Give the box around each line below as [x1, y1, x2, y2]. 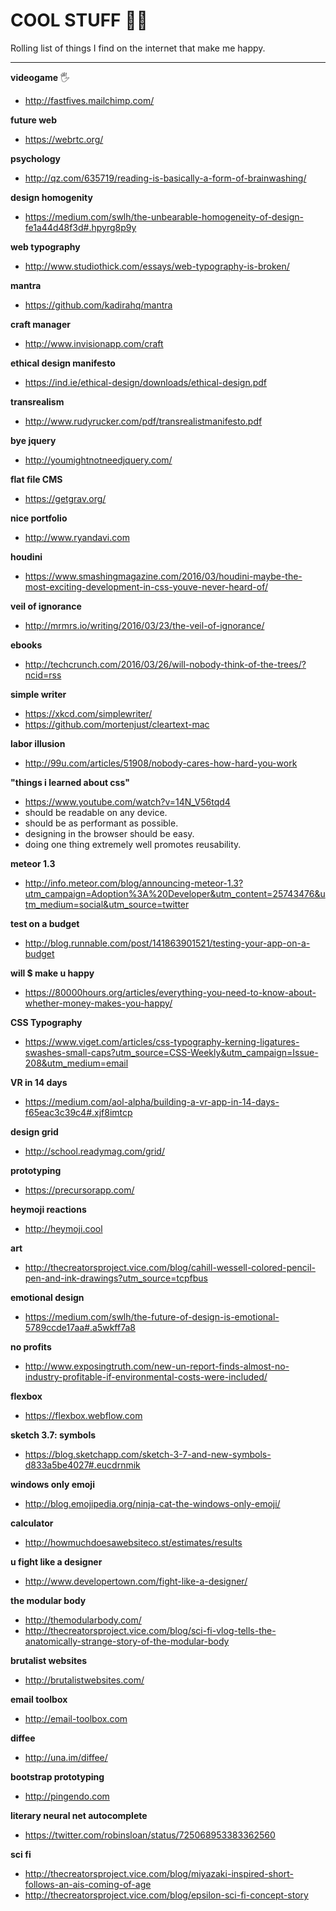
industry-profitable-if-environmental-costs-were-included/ [24, 1370, 268, 1383]
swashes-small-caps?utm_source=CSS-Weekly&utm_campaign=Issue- [24, 1046, 319, 1058]
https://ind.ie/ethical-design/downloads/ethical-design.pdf [24, 376, 268, 388]
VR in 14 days [10, 1076, 68, 1088]
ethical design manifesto [10, 357, 116, 369]
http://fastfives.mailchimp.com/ [24, 94, 155, 106]
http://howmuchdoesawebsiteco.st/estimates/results [24, 1536, 243, 1548]
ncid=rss [24, 669, 62, 681]
